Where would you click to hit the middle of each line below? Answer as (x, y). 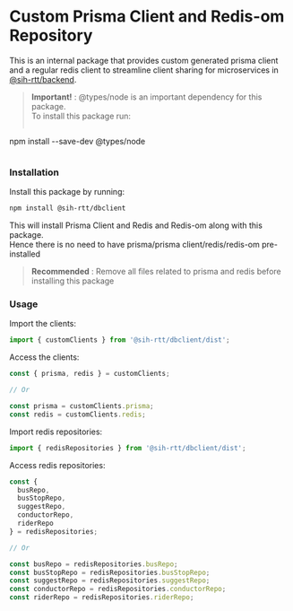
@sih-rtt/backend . (43, 79)
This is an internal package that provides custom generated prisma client (144, 60)
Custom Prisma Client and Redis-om (147, 17)
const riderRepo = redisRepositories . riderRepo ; (102, 598)
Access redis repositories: (57, 465)
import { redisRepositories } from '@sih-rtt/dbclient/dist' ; (128, 448)
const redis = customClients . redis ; (78, 415)
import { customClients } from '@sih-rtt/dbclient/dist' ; (120, 340)
